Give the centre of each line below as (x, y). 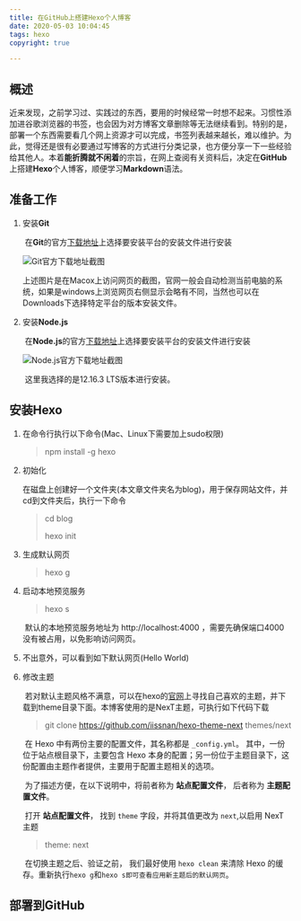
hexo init (60, 536)
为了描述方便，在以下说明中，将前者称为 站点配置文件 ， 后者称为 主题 (154, 785)
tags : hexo (30, 34)
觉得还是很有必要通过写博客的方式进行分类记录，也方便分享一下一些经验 (158, 146)
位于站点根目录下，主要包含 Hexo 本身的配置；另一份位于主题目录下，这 (155, 755)
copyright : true (39, 43)
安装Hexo (36, 410)
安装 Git (36, 223)
